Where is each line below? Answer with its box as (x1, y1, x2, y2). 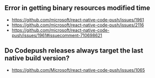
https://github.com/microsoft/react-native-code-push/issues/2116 (11, 22, 144, 28)
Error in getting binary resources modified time (4, 4, 151, 12)
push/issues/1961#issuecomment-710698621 (11, 32, 102, 38)
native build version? (4, 54, 70, 62)
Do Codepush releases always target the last (4, 46, 143, 55)
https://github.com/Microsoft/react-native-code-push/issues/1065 (11, 67, 145, 73)
